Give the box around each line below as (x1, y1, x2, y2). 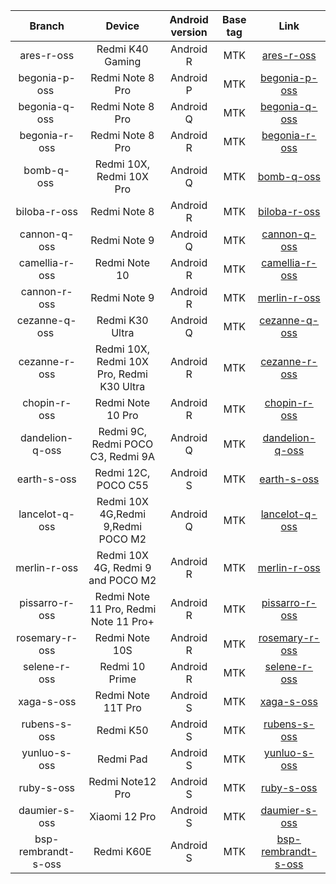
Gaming (104, 55, 142, 68)
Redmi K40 (96, 42, 149, 56)
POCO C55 (96, 479, 149, 492)
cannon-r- (20, 285, 73, 298)
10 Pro (106, 409, 139, 422)
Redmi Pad (97, 752, 148, 766)
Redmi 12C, (94, 466, 151, 479)
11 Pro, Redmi (89, 602, 157, 616)
